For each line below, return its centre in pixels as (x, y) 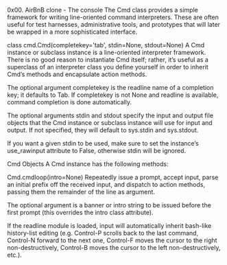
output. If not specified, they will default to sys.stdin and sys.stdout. (103, 130)
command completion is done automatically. (70, 102)
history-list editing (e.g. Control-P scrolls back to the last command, (103, 233)
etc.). (14, 255)
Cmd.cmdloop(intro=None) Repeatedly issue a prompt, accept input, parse (113, 177)
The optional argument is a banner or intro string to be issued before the (109, 205)
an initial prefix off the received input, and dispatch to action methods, (106, 184)
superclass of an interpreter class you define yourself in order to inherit (108, 67)
